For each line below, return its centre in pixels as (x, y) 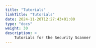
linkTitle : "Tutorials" (30, 14)
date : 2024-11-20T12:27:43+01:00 (40, 19)
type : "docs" (19, 24)
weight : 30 (17, 28)
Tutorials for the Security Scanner (53, 38)
